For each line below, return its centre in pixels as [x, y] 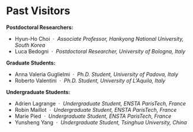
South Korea [30, 45]
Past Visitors [38, 11]
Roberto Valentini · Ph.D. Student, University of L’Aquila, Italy [90, 81]
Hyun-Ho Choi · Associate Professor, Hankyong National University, [99, 38]
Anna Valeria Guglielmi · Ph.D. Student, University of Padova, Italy [96, 74]
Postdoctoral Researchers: [40, 27]
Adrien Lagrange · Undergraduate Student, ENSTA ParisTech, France [100, 103]
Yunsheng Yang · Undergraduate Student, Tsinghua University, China [101, 122]
